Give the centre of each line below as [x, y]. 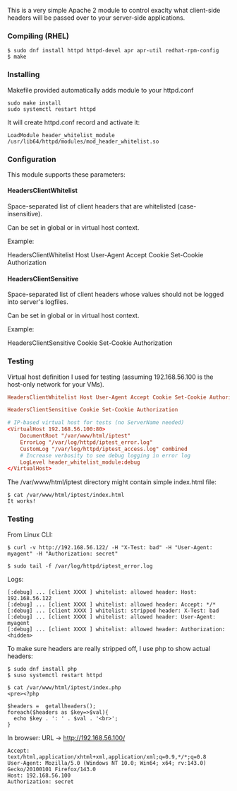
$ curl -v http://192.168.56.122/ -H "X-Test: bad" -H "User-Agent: [110, 547]
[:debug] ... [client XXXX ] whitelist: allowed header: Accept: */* [112, 604]
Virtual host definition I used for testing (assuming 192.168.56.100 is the [110, 377]
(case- [187, 206]
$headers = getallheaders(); [52, 706]
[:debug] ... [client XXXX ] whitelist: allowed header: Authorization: [116, 629]
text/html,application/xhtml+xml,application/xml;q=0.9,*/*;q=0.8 [107, 757]
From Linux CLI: [30, 534]
